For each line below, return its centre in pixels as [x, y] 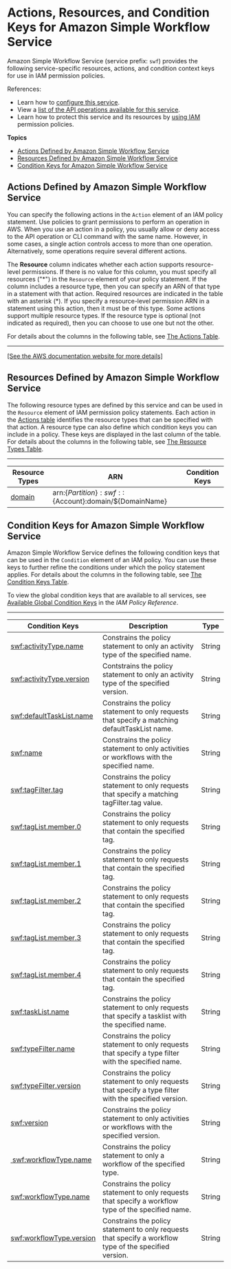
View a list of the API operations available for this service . [99, 109]
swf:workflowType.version [53, 1238]
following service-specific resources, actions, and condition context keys [111, 68]
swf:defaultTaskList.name [52, 716]
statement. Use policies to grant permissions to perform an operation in [108, 222]
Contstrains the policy [137, 666]
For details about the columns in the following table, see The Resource [107, 441]
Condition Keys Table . [38, 582]
